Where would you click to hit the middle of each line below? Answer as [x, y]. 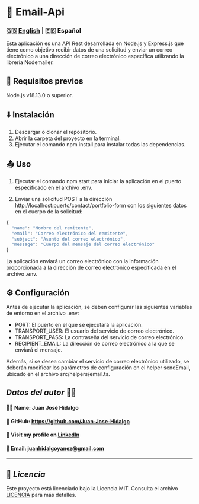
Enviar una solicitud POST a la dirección [63, 199]
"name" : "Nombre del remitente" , [53, 228]
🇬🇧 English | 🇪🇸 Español [44, 31]
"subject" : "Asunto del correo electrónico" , [69, 239]
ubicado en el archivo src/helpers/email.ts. [58, 374]
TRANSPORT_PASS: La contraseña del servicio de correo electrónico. [99, 337]
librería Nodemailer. [30, 62]
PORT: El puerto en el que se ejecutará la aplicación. [79, 324]
